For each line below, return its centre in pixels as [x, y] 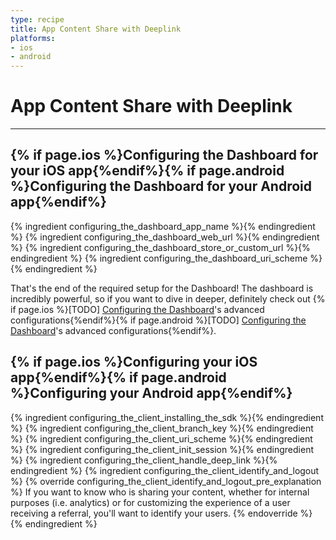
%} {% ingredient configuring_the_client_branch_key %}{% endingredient [162, 428]
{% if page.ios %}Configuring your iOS [134, 362]
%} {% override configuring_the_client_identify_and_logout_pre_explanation [166, 481]
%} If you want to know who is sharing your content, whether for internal [160, 492]
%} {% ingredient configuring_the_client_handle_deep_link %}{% [144, 460]
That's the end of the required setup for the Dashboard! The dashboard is [162, 288]
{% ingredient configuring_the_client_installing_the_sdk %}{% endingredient [167, 417]
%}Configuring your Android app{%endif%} [151, 393]
